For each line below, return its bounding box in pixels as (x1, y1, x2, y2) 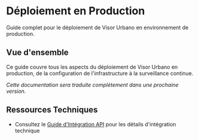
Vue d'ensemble (6, 48, 69, 58)
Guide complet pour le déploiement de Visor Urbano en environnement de (6, 24, 189, 31)
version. (6, 88, 26, 95)
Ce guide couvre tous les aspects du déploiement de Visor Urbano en (6, 63, 178, 70)
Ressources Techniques (6, 105, 98, 115)
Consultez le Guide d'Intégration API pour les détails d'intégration (14, 120, 176, 127)
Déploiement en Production (6, 4, 145, 18)
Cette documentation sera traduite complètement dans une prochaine (6, 81, 179, 88)
